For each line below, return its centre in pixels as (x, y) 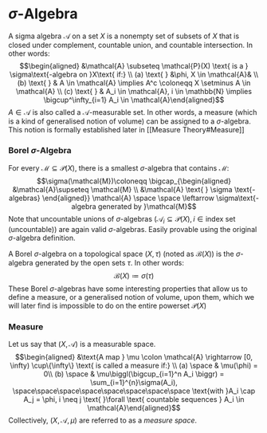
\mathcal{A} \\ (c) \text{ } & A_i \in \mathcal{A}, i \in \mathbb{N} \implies (134, 91)
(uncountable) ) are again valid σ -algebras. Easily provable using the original (133, 230)
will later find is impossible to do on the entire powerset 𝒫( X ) (108, 306)
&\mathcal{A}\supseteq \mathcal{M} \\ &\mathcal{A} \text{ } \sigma (122, 190)
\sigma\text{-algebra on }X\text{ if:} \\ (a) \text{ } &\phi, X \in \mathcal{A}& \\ (134, 74)
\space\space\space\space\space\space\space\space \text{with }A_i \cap (134, 391)
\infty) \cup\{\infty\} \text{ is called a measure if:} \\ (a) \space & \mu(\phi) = (134, 366)
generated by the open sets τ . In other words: (110, 263)
